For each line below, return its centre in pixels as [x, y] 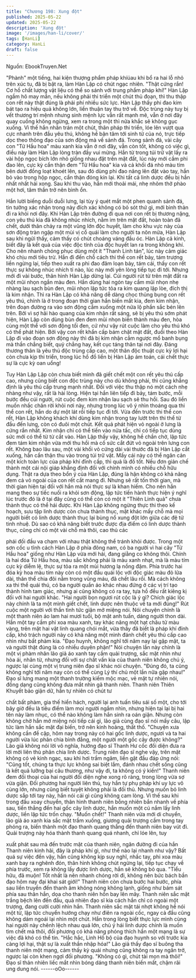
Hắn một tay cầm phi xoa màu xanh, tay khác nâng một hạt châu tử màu [93, 622]
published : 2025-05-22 [34, 17]
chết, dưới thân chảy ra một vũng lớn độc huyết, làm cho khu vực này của [94, 226]
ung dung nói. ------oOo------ [43, 969]
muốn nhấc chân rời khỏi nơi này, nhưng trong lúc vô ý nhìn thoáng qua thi [96, 405]
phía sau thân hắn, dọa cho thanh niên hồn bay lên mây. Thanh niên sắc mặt [98, 894]
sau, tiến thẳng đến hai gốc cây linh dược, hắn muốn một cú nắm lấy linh [93, 808]
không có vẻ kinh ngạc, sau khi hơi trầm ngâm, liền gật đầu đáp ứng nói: [93, 758]
